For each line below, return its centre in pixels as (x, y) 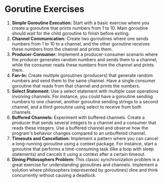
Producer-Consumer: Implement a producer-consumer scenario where (85, 54)
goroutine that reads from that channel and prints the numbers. (76, 86)
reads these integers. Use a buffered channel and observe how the (80, 128)
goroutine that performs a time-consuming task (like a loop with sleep (83, 149)
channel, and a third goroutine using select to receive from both (77, 107)
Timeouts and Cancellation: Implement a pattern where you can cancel (85, 138)
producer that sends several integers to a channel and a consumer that (84, 123)
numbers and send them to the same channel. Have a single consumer (84, 81)
